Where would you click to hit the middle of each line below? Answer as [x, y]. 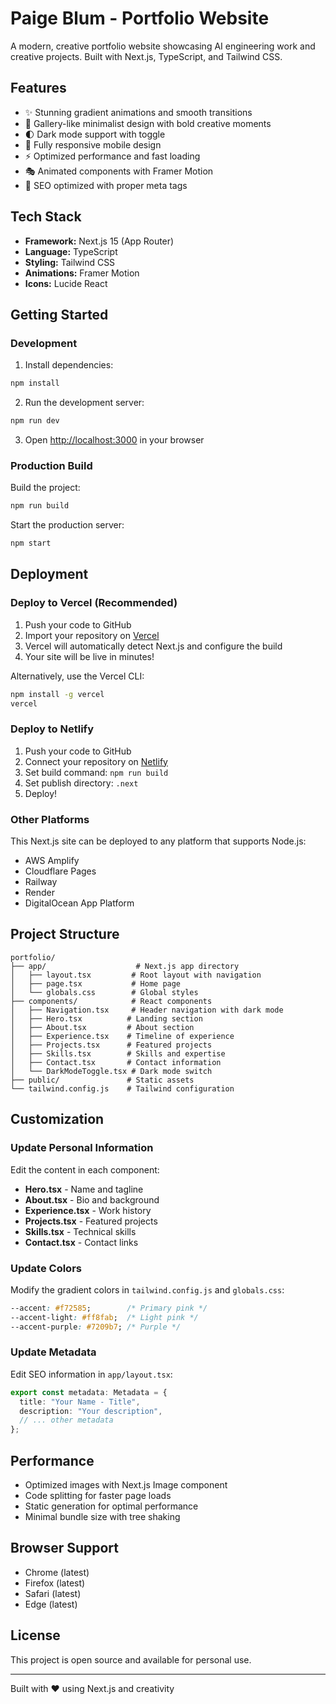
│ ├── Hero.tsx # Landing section [106, 1018]
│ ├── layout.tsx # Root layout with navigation [136, 975]
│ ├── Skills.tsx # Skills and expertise [118, 1053]
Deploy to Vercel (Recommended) [94, 603]
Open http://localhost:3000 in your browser [114, 440]
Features [38, 88]
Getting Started [59, 314]
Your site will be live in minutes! [89, 656]
